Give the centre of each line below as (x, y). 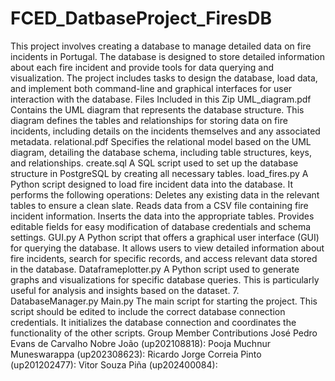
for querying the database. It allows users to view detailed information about (167, 248)
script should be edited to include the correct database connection (148, 311)
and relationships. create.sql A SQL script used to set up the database (154, 163)
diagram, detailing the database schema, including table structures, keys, (161, 152)
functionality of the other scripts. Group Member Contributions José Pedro (164, 333)
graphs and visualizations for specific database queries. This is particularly (165, 279)
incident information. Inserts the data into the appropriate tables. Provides (162, 216)
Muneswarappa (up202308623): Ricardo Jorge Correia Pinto (136, 354)
